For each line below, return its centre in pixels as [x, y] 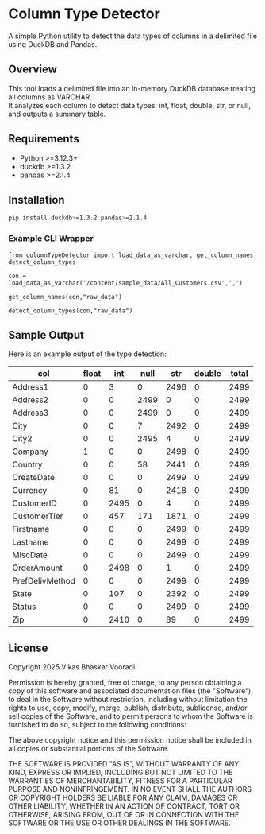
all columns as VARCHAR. [50, 97]
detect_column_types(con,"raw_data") [71, 311]
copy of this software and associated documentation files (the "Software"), [131, 691]
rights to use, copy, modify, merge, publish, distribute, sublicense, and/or [128, 708]
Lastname [31, 542]
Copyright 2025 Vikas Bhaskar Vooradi [72, 667]
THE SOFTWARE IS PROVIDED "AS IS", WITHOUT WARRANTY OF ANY [124, 764]
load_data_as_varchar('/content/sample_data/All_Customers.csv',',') [126, 283]
